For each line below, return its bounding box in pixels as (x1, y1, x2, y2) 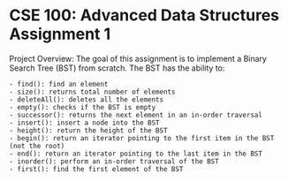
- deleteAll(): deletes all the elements (9, 94, 164, 104)
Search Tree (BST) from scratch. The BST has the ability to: (9, 63, 225, 73)
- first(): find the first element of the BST (9, 164, 184, 173)
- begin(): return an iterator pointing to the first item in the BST (9, 133, 275, 142)
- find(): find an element (9, 79, 109, 88)
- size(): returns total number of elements (9, 87, 176, 96)
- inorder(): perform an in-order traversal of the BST (9, 156, 219, 166)
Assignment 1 (9, 24, 111, 44)
